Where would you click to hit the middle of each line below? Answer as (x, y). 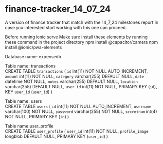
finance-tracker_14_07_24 (58, 9)
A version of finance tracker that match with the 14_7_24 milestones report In (82, 22)
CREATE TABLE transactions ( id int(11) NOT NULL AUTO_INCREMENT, (77, 71)
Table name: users (24, 101)
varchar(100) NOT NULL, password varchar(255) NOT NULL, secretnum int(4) (81, 111)
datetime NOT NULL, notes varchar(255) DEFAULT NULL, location (72, 81)
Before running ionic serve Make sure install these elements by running (76, 37)
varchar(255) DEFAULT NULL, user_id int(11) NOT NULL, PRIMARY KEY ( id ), (81, 86)
